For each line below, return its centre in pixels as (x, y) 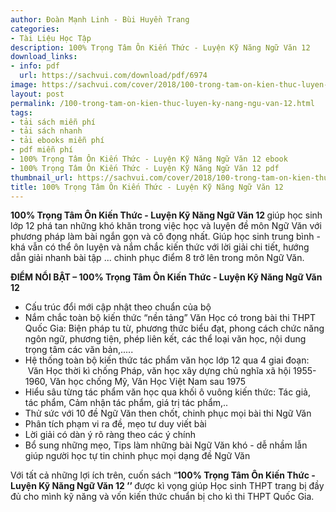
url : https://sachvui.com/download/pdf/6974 (113, 76)
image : (24, 85)
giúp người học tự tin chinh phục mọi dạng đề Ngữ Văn (137, 456)
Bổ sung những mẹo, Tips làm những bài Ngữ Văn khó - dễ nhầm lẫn (166, 445)
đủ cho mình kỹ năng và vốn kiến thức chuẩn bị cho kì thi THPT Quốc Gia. (162, 497)
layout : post (37, 94)
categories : (35, 29)
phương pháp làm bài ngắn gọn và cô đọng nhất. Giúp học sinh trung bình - (165, 237)
